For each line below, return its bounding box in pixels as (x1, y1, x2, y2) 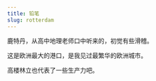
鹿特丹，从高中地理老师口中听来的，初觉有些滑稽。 (7, 36, 153, 45)
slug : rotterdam (7, 17, 54, 24)
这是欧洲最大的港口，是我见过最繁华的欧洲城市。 (7, 51, 147, 60)
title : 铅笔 (7, 10, 40, 17)
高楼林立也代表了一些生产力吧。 (7, 66, 98, 74)
